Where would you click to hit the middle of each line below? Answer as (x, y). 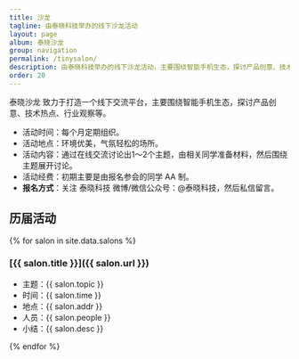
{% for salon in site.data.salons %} (73, 241)
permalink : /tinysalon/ (53, 59)
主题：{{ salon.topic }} (63, 284)
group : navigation (43, 51)
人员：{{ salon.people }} (66, 317)
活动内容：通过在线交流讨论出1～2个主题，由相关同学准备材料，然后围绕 (155, 154)
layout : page (33, 34)
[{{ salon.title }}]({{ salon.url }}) (79, 264)
